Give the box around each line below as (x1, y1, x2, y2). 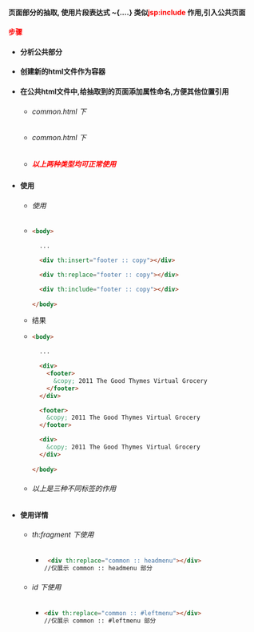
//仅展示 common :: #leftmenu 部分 (43, 617, 157, 625)
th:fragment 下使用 (31, 529, 94, 540)
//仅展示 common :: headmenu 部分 (43, 564, 153, 572)
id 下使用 (31, 582, 62, 592)
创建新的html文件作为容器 (19, 66, 106, 76)
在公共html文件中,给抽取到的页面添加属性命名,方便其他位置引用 (19, 87, 229, 96)
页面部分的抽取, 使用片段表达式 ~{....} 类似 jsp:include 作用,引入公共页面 (8, 7, 246, 17)
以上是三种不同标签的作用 (31, 484, 117, 493)
